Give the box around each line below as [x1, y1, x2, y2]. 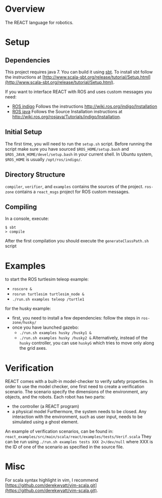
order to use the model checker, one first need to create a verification [5, 384, 144, 390]
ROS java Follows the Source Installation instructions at [12, 108, 123, 114]
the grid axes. [19, 345, 47, 351]
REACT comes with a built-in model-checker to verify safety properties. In [5, 378, 153, 384]
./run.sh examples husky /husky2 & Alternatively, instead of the [19, 335, 148, 341]
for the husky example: [5, 306, 51, 312]
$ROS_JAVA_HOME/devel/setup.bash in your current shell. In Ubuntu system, [5, 151, 153, 157]
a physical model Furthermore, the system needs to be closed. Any [12, 409, 147, 415]
